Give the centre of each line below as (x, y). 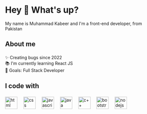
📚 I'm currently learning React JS (39, 64)
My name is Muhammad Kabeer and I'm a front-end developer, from (74, 23)
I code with (22, 86)
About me (20, 44)
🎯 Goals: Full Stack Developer (35, 70)
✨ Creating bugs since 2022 (34, 58)
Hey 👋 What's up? (42, 10)
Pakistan (14, 28)
